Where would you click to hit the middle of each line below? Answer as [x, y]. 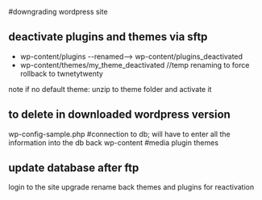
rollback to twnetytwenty [61, 73]
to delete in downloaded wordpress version [120, 115]
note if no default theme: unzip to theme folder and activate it [110, 89]
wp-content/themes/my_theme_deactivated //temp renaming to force [135, 65]
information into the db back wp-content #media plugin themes [114, 142]
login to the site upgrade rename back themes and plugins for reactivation [131, 187]
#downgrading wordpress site [58, 12]
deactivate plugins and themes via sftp [108, 37]
